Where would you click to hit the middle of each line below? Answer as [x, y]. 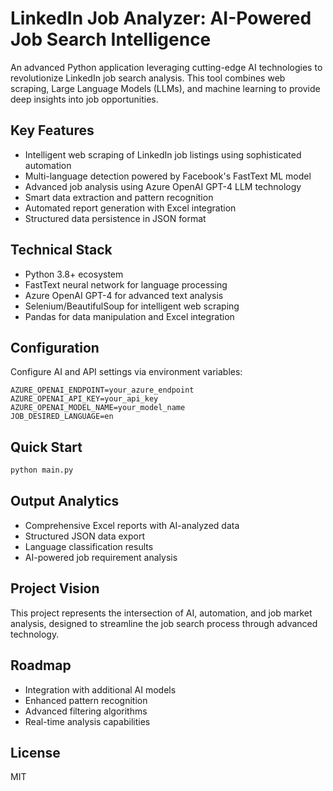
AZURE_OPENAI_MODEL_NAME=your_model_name [98, 408]
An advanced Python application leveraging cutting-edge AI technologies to [166, 67]
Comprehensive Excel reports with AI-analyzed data [132, 525]
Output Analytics [65, 501]
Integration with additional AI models [100, 689]
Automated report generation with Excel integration [130, 208]
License [35, 752]
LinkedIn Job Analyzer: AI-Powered [161, 18]
